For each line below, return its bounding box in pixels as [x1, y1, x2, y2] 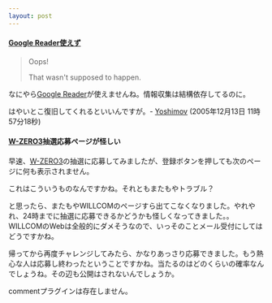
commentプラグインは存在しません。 [8, 286, 132, 297]
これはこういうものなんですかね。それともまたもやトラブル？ [8, 184, 215, 193]
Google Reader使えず [8, 38, 81, 48]
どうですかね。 [8, 232, 58, 241]
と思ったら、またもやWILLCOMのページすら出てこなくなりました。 [8, 201, 235, 211]
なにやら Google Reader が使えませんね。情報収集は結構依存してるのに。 [8, 89, 250, 98]
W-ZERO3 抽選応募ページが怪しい [8, 136, 122, 146]
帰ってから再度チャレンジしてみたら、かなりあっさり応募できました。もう [8, 249, 257, 258]
